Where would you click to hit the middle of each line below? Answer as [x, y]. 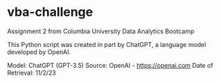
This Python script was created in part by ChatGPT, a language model [107, 44]
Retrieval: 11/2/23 [32, 73]
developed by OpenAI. [39, 52]
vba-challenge [50, 12]
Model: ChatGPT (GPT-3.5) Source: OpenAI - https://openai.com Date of [110, 65]
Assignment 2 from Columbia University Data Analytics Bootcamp [101, 31]
